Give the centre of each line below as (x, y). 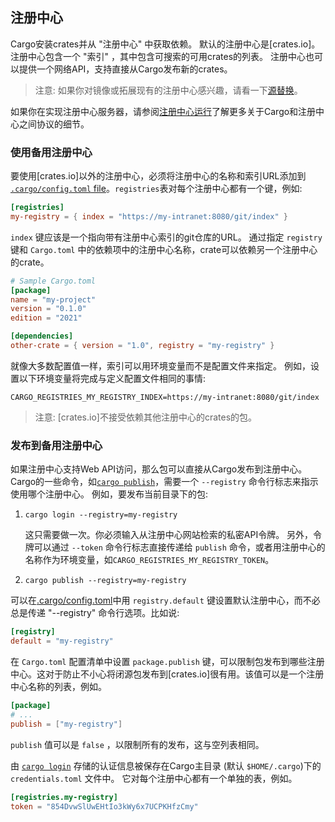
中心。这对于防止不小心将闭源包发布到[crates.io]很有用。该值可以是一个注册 (167, 674)
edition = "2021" (46, 318)
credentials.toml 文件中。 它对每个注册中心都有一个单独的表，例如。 (154, 778)
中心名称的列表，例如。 (58, 687)
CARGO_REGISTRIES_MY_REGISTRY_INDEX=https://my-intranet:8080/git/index (165, 397)
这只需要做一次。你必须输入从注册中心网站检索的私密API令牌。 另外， (169, 535)
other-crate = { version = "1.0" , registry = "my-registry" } (142, 346)
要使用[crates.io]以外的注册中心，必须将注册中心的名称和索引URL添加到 (158, 176)
